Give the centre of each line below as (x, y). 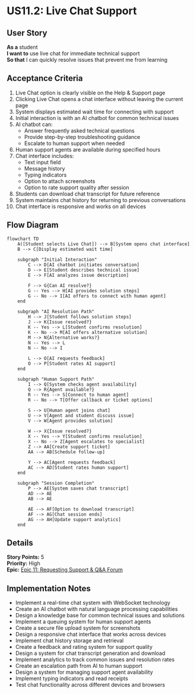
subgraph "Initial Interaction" (57, 260)
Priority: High (23, 563)
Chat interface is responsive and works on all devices (81, 206)
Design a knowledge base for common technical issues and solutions (100, 616)
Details (20, 543)
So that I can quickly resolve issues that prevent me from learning (87, 60)
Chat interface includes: (44, 156)
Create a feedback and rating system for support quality (84, 647)
